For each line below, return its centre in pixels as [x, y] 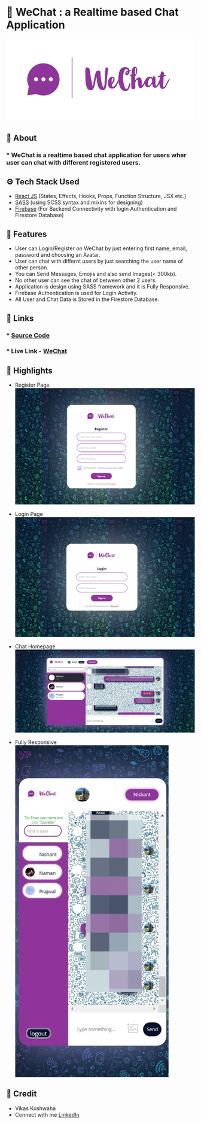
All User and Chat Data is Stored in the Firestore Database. [87, 299]
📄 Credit [22, 1094]
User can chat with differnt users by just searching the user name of [99, 261]
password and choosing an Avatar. [57, 255]
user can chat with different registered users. [74, 162]
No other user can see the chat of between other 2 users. [86, 280]
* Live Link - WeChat [37, 351]
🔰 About [22, 138]
